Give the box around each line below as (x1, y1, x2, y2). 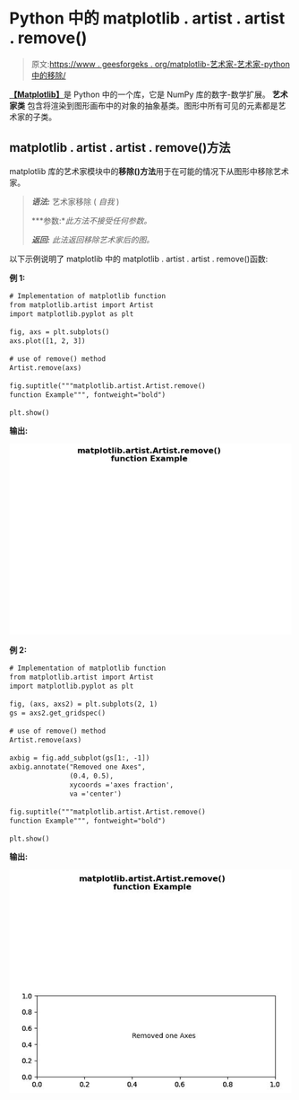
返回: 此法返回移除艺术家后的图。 (30, 234, 155, 245)
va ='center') (69, 789, 123, 799)
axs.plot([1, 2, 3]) (9, 336, 87, 346)
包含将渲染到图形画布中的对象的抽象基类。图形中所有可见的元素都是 (26, 100, 278, 110)
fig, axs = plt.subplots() (9, 327, 110, 337)
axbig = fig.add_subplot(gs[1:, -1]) (9, 753, 150, 763)
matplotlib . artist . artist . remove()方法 (9, 140, 231, 155)
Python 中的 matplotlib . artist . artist (9, 8, 286, 29)
